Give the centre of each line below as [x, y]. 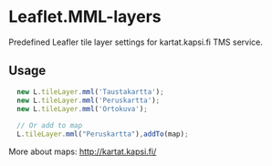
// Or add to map [50, 126]
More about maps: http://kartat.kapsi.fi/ [83, 151]
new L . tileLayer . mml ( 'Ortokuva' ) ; [82, 109]
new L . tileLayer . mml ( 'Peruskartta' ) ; [89, 100]
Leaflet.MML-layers [85, 17]
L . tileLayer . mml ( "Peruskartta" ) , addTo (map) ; [103, 134]
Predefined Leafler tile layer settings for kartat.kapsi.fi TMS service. [136, 42]
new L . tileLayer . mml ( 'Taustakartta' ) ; [91, 92]
